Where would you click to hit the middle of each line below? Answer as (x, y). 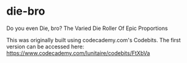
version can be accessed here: (45, 46)
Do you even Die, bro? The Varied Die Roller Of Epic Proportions (87, 28)
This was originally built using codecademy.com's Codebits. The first (93, 40)
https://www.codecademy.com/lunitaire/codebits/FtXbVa (78, 53)
